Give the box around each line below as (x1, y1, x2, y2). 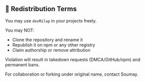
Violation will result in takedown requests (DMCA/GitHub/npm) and (5, 57, 141, 62)
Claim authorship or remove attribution (12, 47, 91, 53)
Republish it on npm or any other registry (12, 42, 95, 48)
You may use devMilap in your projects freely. (5, 18, 97, 23)
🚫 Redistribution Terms (5, 5, 77, 13)
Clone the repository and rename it (12, 37, 83, 42)
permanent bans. (5, 61, 40, 67)
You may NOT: (5, 27, 34, 33)
